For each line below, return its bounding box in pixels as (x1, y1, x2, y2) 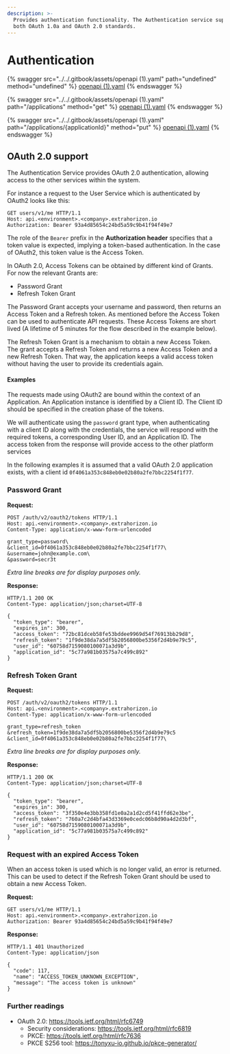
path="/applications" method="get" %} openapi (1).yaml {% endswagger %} (7, 103, 223, 111)
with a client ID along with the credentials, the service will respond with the (7, 426, 218, 434)
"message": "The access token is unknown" (13, 979, 136, 987)
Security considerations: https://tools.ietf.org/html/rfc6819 (27, 1024, 192, 1032)
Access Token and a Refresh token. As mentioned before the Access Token (7, 310, 220, 319)
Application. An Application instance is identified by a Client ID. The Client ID (7, 398, 222, 406)
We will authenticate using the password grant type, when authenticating (7, 419, 210, 427)
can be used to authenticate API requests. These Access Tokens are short (7, 317, 216, 326)
